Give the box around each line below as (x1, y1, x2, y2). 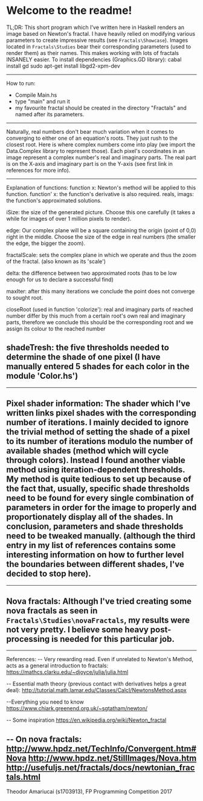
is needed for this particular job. (51, 633, 175, 644)
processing (6, 633, 50, 644)
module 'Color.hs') (6, 371, 79, 381)
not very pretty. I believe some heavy (6, 624, 149, 635)
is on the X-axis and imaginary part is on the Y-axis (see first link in (6, 160, 173, 167)
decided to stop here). (6, 569, 92, 579)
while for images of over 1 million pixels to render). (6, 215, 132, 222)
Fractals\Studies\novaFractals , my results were (6, 615, 190, 625)
